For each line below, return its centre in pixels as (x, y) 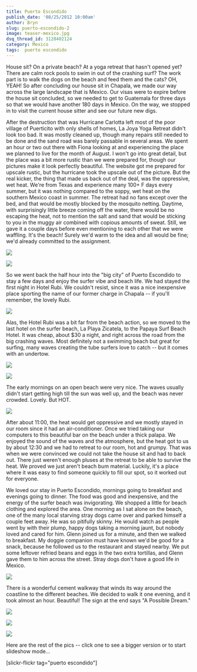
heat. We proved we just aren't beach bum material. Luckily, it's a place (93, 466)
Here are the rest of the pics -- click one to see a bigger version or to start (96, 645)
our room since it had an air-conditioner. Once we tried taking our (85, 428)
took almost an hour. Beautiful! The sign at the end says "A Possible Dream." (98, 600)
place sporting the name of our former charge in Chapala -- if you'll (88, 293)
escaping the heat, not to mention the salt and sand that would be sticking (96, 216)
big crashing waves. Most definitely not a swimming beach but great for (93, 341)
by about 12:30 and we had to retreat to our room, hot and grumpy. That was (99, 447)
